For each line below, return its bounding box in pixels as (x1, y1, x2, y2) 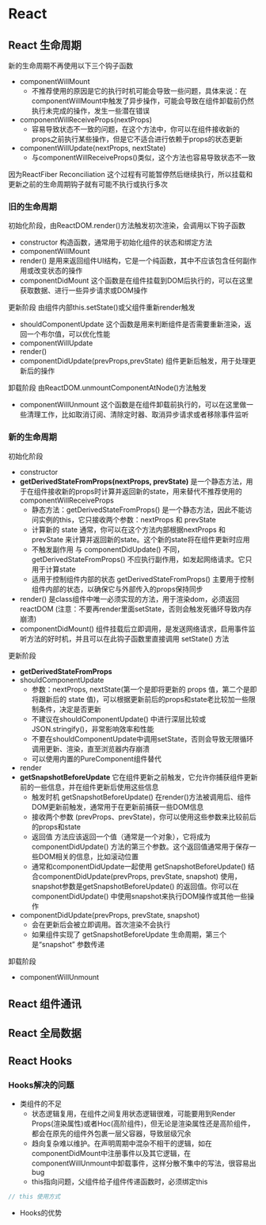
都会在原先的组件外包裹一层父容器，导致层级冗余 (31, 1129, 192, 1138)
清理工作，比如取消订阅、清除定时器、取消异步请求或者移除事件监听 (26, 410, 249, 419)
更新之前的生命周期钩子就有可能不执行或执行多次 (8, 179, 168, 189)
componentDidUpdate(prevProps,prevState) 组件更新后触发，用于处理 (19, 356, 249, 366)
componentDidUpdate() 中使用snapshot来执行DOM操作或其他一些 (31, 891, 248, 901)
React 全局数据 (8, 1027, 82, 1040)
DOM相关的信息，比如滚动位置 (38, 851, 139, 861)
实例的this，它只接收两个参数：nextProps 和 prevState (38, 514, 216, 524)
